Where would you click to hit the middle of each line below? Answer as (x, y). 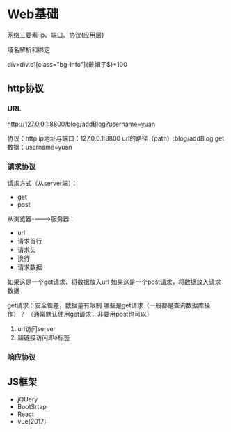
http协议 (25, 89)
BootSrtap (32, 406)
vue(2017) (32, 421)
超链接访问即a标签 (43, 337)
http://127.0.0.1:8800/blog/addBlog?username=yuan (81, 124)
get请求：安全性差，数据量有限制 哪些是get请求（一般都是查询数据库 (106, 305)
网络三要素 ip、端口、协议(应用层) (56, 35)
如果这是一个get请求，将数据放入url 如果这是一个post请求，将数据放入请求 (114, 282)
